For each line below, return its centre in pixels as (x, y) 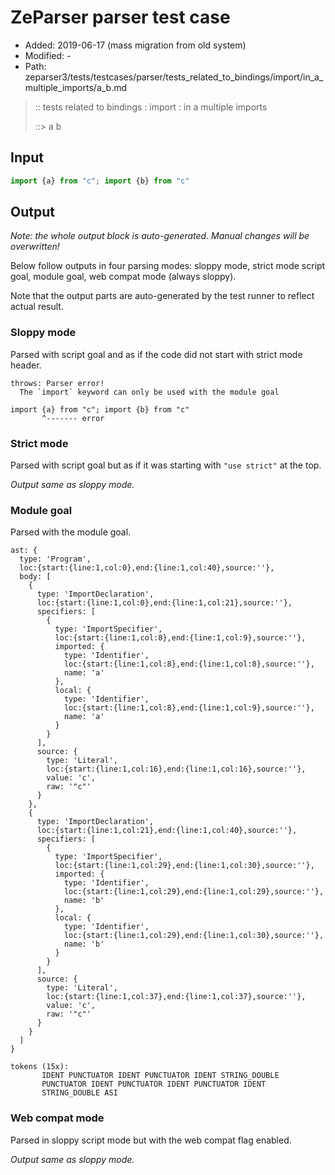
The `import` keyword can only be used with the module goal (149, 392)
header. (26, 365)
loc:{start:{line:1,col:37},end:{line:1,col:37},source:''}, (176, 997)
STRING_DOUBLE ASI (79, 1093)
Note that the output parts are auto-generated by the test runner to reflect (162, 296)
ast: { (24, 551)
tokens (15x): (40, 1067)
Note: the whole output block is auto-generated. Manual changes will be (160, 236)
